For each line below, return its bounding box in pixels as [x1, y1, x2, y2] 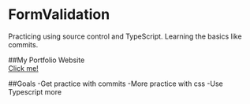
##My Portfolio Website [8, 55, 85, 65]
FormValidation [8, 6, 110, 24]
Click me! [8, 63, 39, 72]
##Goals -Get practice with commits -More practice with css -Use [8, 79, 223, 88]
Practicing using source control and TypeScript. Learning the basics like [8, 32, 242, 41]
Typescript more [8, 87, 62, 96]
